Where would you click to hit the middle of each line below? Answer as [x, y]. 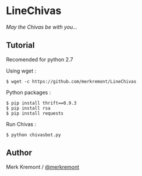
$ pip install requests [35, 113]
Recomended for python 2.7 [40, 59]
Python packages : [29, 92]
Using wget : [21, 71]
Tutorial [20, 45]
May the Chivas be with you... [42, 27]
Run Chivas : [21, 124]
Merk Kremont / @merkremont [43, 167]
